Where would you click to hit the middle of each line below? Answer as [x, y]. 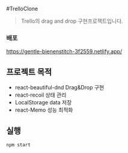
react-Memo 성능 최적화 [44, 110]
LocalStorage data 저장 [43, 103]
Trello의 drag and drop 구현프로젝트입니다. [72, 21]
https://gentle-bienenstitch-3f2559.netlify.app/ [64, 52]
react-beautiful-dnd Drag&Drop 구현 [59, 88]
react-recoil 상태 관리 [41, 95]
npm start [19, 145]
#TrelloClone [22, 9]
